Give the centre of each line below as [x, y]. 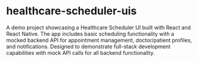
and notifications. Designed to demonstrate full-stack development [89, 46]
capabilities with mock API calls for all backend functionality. [81, 52]
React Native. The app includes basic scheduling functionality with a [90, 33]
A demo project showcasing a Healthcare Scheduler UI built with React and [98, 27]
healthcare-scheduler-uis [72, 11]
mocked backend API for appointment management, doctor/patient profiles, [99, 40]
